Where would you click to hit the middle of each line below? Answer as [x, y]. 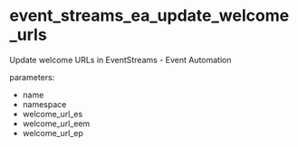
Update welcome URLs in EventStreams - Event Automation [120, 60]
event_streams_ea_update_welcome [149, 16]
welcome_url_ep [53, 133]
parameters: [32, 77]
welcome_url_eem [56, 124]
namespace [44, 104]
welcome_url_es [53, 114]
